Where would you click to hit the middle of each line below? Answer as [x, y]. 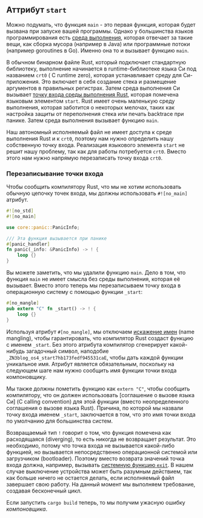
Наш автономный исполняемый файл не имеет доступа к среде [89, 132]
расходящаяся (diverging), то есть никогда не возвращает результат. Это [101, 439]
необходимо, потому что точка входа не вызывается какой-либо [90, 445]
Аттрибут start [36, 10]
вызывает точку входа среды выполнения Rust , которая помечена [92, 94]
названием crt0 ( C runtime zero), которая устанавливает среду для [94, 75]
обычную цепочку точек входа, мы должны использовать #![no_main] [97, 193]
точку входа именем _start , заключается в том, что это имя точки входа [101, 414]
